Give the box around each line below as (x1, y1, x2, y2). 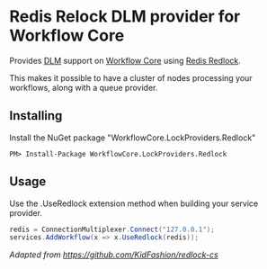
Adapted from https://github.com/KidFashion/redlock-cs (9, 249, 218, 260)
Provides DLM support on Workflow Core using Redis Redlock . (9, 55, 241, 66)
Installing (9, 108, 63, 123)
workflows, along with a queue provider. (9, 82, 158, 93)
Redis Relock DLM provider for (9, 6, 241, 27)
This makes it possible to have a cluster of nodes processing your (9, 72, 254, 83)
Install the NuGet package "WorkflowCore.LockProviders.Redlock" (9, 132, 256, 143)
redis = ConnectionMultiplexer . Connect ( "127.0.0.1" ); (9, 225, 216, 234)
